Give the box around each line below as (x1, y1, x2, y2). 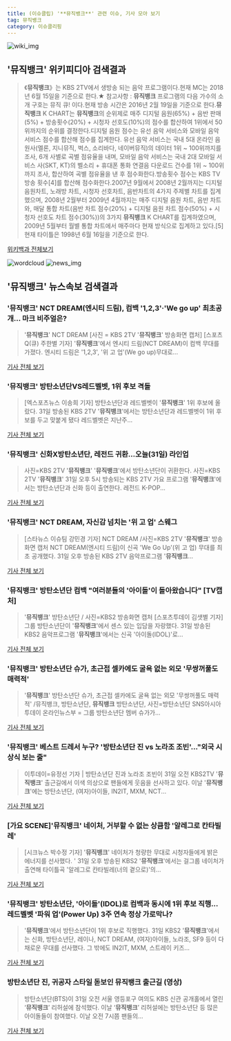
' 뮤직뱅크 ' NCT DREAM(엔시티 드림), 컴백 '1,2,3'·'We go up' (7, 303, 201, 313)
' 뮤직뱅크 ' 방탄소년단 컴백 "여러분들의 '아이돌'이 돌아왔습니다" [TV (7, 585, 217, 595)
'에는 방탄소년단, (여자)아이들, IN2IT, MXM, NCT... (30, 786, 167, 795)
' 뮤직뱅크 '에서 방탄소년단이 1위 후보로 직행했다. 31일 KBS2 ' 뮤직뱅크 (23, 926, 207, 934)
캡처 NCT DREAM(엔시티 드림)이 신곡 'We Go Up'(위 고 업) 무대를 (37, 543, 216, 551)
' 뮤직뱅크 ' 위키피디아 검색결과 (7, 64, 126, 75)
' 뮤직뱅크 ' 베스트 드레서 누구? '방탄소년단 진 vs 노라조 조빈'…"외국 (7, 742, 214, 752)
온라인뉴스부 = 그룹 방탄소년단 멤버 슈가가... (42, 708, 161, 717)
